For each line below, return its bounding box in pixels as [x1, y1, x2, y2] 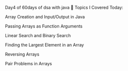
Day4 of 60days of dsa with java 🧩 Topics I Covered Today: [5, 5, 124, 10]
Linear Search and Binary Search [5, 33, 71, 38]
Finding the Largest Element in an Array [5, 42, 84, 48]
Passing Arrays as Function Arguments [5, 23, 83, 29]
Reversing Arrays [5, 51, 40, 57]
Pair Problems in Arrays [5, 61, 52, 66]
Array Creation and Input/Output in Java [5, 14, 85, 19]
